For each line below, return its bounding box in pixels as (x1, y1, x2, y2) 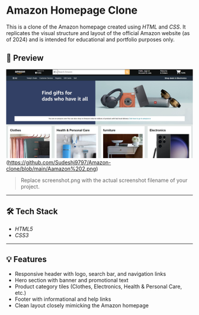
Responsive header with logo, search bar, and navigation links (14, 270, 166, 277)
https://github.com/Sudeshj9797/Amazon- (8, 159, 111, 166)
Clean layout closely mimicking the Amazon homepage (14, 301, 149, 309)
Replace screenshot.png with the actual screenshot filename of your (20, 177, 188, 184)
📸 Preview (6, 53, 44, 63)
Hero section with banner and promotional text (14, 276, 129, 283)
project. (20, 182, 40, 190)
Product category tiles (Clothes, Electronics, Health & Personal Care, (14, 283, 182, 290)
